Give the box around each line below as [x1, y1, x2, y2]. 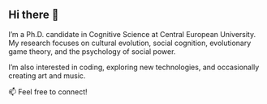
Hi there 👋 [8, 8, 59, 22]
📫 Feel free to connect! [8, 86, 88, 97]
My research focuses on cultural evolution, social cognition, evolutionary [8, 38, 252, 48]
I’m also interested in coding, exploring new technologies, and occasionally [8, 62, 260, 72]
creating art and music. [8, 70, 86, 81]
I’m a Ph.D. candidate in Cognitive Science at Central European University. [8, 29, 256, 39]
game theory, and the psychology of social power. [8, 46, 176, 56]
